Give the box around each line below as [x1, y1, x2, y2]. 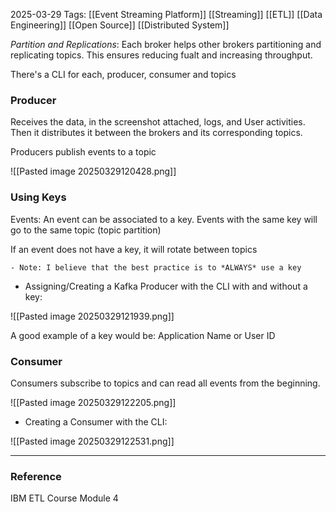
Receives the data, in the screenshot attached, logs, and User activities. [10, 116, 306, 128]
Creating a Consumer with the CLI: [24, 415, 168, 428]
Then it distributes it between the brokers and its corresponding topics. [10, 127, 303, 139]
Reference [10, 469, 62, 483]
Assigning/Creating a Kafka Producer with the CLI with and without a [24, 280, 308, 292]
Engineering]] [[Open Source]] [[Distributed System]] [10, 19, 230, 31]
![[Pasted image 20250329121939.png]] [10, 310, 175, 322]
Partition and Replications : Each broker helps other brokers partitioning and [10, 39, 322, 50]
